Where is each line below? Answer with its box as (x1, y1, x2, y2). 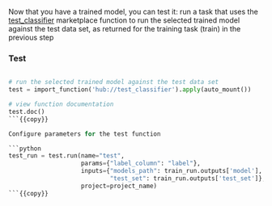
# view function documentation (8, 100, 114, 108)
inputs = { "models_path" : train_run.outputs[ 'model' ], (80, 167, 263, 175)
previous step (8, 32, 54, 42)
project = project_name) (80, 182, 158, 190)
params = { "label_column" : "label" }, (80, 159, 201, 168)
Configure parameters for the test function (8, 129, 161, 138)
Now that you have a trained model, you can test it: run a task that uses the (8, 7, 259, 16)
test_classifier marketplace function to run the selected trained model (8, 15, 240, 25)
